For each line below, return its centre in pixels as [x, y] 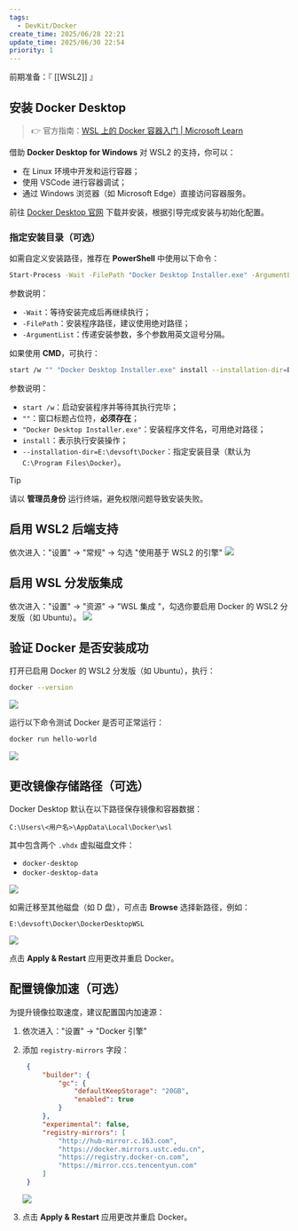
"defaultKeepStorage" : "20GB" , [132, 1092]
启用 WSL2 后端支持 [64, 529]
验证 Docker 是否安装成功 [79, 648]
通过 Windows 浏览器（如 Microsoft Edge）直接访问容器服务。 [136, 193]
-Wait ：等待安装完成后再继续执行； [86, 313]
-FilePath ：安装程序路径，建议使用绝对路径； [106, 323]
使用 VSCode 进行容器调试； [74, 182]
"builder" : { [66, 1075]
